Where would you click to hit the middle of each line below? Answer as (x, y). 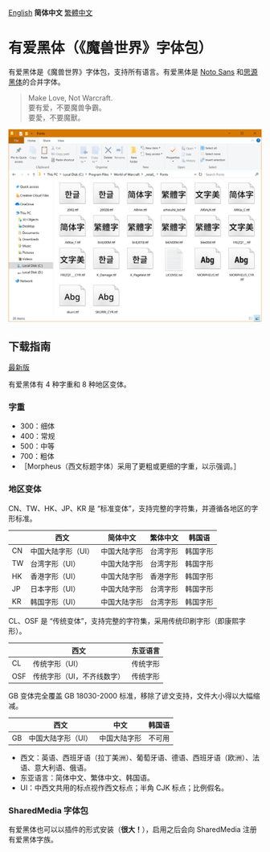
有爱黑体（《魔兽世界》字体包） (110, 48)
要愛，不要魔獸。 (56, 117)
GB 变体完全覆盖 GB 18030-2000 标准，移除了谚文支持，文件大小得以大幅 (131, 695)
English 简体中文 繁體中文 (51, 12)
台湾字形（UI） (55, 563)
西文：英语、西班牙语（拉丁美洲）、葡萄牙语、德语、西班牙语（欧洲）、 (136, 757)
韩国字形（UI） (55, 601)
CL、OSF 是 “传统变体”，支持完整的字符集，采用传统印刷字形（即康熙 (124, 621)
